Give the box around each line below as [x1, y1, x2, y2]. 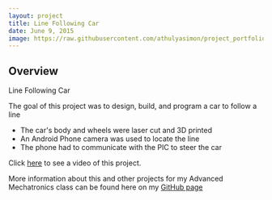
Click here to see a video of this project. [8, 158, 142, 168]
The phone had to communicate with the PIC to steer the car [19, 143, 223, 152]
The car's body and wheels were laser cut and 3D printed [19, 126, 213, 135]
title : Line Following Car [8, 19, 100, 27]
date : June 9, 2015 [8, 27, 74, 35]
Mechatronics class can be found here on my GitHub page [8, 182, 203, 192]
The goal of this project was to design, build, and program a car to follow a [8, 102, 257, 111]
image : [8, 34, 31, 43]
